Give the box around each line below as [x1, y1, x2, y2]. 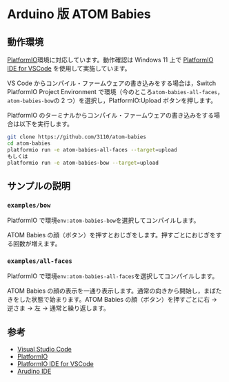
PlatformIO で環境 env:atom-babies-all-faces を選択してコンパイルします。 [7, 272, 219, 280]
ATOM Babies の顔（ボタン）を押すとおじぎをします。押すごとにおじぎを [7, 231, 216, 239]
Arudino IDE [17, 367, 52, 376]
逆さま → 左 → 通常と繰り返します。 [7, 304, 110, 312]
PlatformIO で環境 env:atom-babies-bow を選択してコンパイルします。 [7, 216, 200, 225]
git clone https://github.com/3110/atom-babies [7, 134, 147, 140]
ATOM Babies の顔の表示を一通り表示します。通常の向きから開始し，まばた [7, 286, 222, 295]
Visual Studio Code [17, 345, 72, 354]
